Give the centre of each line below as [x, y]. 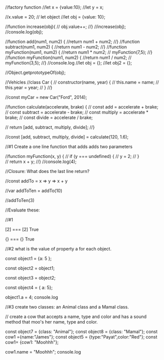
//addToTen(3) [20, 200]
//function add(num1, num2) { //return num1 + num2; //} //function [73, 41]
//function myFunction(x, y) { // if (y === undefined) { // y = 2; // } [72, 156]
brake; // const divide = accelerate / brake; [49, 117]
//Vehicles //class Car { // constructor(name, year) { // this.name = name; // [82, 82]
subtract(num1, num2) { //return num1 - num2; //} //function [66, 47]
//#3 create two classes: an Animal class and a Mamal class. [67, 307]
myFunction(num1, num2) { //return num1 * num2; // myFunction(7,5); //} [79, 52]
